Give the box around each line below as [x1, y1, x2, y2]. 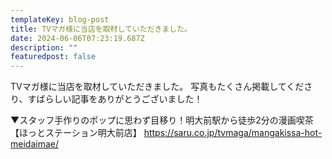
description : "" [10, 42, 78, 53]
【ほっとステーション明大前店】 [10, 127, 142, 139]
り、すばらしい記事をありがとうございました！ [10, 93, 203, 105]
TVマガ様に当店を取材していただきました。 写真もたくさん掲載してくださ [10, 81, 313, 93]
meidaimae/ [10, 138, 59, 150]
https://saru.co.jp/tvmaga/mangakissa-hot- [143, 127, 323, 139]
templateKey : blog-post [10, 14, 110, 25]
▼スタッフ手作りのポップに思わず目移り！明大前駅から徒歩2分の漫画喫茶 [10, 114, 314, 126]
